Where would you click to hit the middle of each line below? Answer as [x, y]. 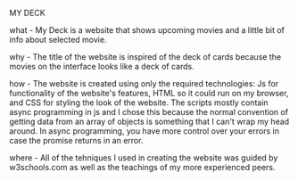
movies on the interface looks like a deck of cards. [102, 66]
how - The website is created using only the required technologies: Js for [144, 83]
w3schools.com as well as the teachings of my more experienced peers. [142, 167]
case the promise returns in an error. [76, 140]
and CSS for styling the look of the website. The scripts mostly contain [139, 103]
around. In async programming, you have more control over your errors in [144, 131]
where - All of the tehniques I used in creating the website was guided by [144, 158]
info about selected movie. [58, 40]
